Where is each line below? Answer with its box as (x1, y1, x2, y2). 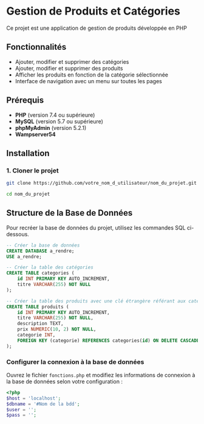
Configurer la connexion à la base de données (6, 357, 144, 366)
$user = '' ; (6, 406, 36, 412)
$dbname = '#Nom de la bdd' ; (6, 401, 80, 407)
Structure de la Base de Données (6, 208, 133, 218)
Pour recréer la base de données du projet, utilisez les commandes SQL (6, 224, 186, 231)
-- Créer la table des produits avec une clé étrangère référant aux (6, 298, 186, 304)
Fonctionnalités (6, 42, 67, 52)
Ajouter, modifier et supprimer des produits (15, 64, 123, 72)
